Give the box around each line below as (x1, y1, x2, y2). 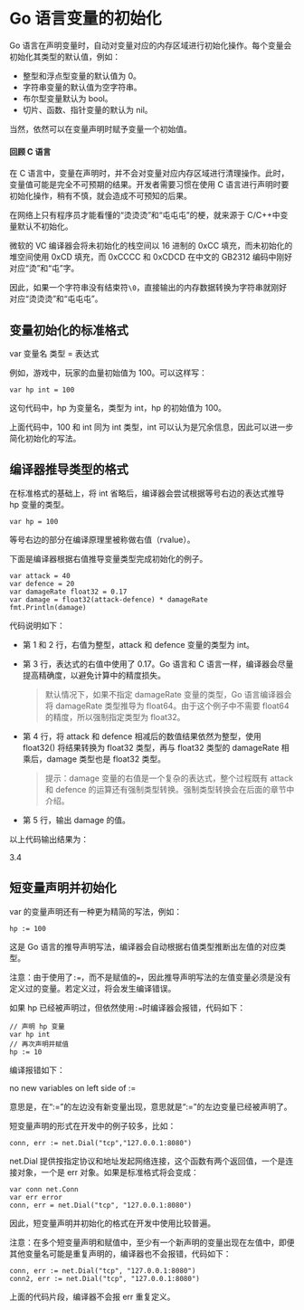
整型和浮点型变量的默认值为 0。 (22, 70, 142, 81)
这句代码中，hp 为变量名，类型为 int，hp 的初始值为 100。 (9, 402, 227, 413)
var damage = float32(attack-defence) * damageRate (9, 594, 208, 604)
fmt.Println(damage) (9, 603, 88, 612)
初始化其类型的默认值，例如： (9, 51, 120, 62)
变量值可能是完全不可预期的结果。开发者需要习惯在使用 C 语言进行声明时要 (9, 179, 290, 190)
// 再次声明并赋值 (9, 1039, 70, 1049)
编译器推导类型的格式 (9, 462, 128, 478)
